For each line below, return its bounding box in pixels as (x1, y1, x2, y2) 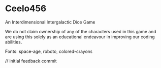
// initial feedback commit (5, 58, 57, 64)
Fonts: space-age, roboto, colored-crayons (5, 48, 93, 54)
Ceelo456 (5, 3, 47, 14)
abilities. (5, 39, 22, 45)
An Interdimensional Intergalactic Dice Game (5, 19, 96, 25)
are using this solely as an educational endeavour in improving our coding (5, 34, 155, 40)
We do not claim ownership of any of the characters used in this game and (5, 28, 157, 34)
